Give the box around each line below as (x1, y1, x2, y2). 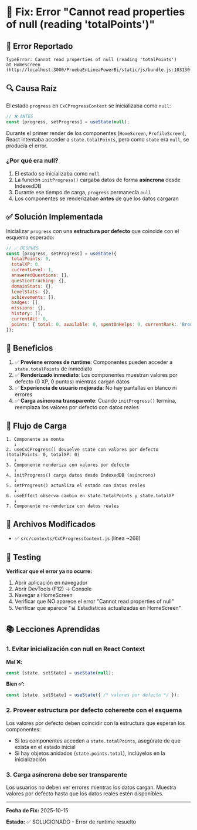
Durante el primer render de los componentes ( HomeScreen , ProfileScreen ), (6, 129, 186, 137)
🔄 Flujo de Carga (6, 421, 67, 431)
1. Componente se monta (6, 437, 64, 443)
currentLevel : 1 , (11, 267, 54, 273)
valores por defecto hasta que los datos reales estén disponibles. (6, 789, 164, 797)
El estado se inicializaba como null (14, 170, 100, 177)
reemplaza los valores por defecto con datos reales (14, 404, 139, 411)
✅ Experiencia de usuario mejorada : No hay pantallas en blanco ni (14, 384, 177, 392)
